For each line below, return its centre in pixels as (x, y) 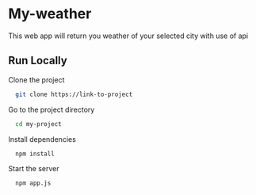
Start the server (34, 169)
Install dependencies (42, 139)
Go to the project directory (52, 109)
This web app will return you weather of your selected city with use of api (128, 36)
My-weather (50, 14)
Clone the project (36, 79)
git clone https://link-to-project (74, 94)
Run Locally (38, 61)
